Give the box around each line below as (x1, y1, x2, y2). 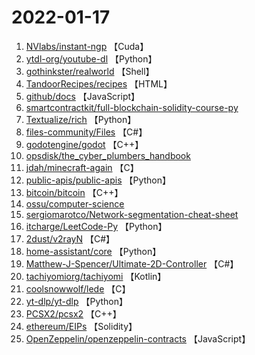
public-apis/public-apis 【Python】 (25, 174, 172, 186)
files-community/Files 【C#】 (25, 126, 148, 138)
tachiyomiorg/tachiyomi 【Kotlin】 (25, 270, 167, 282)
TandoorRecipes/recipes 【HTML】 (25, 77, 173, 90)
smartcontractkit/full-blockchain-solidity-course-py (25, 101, 239, 113)
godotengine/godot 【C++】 (25, 138, 144, 150)
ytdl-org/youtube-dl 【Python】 (25, 52, 158, 65)
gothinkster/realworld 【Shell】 (25, 65, 155, 77)
